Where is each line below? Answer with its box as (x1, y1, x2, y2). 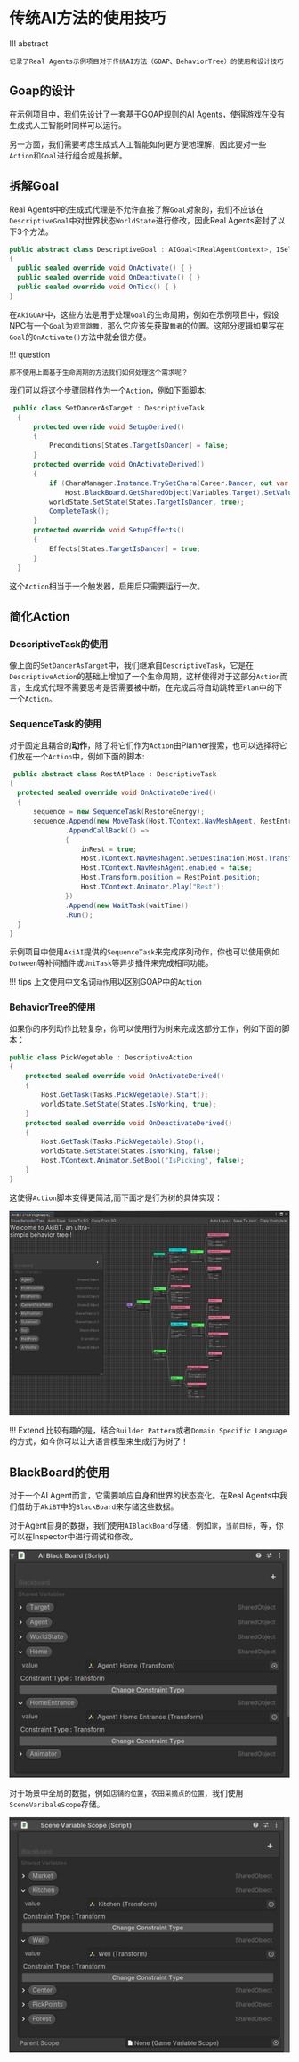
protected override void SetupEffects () (32, 526, 185, 535)
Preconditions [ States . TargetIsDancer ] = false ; (48, 442, 229, 451)
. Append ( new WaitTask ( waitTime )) (65, 901, 190, 910)
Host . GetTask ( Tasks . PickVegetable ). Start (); (41, 1091, 209, 1100)
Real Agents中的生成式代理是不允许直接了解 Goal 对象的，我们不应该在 (9, 204, 264, 215)
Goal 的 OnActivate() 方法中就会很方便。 (9, 331, 151, 342)
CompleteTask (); (48, 507, 109, 516)
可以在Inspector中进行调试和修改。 (9, 1531, 138, 1542)
